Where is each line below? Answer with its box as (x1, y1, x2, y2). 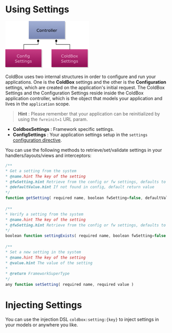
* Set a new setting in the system (5, 249, 81, 254)
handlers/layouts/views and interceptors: (5, 152, 92, 159)
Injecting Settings (5, 299, 82, 311)
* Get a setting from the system (5, 168, 77, 173)
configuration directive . (12, 137, 62, 143)
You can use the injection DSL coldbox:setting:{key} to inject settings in (5, 317, 159, 322)
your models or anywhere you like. (5, 322, 78, 328)
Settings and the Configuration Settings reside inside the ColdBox (5, 90, 144, 96)
